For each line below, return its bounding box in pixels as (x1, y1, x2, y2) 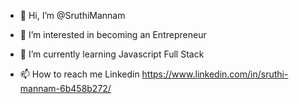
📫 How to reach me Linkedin (19, 68, 140, 80)
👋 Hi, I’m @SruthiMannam (19, 10, 126, 21)
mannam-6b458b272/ (19, 83, 112, 94)
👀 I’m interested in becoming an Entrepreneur (19, 29, 207, 40)
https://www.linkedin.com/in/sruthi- (141, 68, 289, 80)
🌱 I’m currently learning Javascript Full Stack (19, 48, 205, 60)
